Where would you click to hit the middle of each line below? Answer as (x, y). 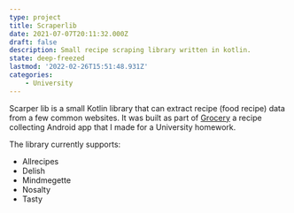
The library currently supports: (65, 144)
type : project (35, 17)
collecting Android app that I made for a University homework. (123, 127)
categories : (31, 75)
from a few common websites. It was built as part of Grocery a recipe (136, 118)
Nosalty (36, 189)
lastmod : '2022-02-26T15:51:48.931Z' (79, 67)
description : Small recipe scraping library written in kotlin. (130, 50)
